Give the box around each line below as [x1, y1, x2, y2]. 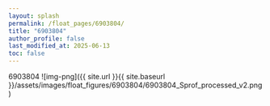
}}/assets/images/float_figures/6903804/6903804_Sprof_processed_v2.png [8, 80, 263, 90]
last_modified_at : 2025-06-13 [8, 42, 111, 50]
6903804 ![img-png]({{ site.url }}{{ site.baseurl [8, 72, 166, 81]
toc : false [8, 49, 45, 57]
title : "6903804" [8, 27, 67, 35]
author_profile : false [8, 34, 85, 43]
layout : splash [8, 11, 60, 20]
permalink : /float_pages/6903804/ [8, 19, 125, 28]
